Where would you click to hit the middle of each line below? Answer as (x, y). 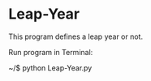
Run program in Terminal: (51, 52)
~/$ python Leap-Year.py (50, 68)
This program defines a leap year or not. (76, 36)
